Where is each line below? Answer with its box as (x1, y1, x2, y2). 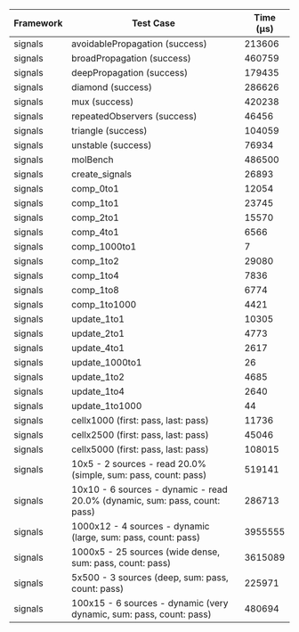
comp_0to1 (70, 183, 120, 194)
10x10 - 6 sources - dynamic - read (70, 483, 229, 496)
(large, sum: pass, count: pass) (70, 531, 200, 543)
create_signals (70, 168, 132, 180)
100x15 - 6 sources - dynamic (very (70, 597, 229, 609)
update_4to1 (70, 342, 125, 354)
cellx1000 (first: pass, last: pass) (70, 414, 209, 426)
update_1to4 (70, 385, 125, 398)
